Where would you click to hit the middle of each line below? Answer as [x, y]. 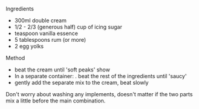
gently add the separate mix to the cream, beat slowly [81, 82]
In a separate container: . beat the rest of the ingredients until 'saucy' [100, 76]
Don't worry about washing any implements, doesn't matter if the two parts [99, 94]
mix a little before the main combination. [56, 101]
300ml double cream [41, 20]
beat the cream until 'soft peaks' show [62, 70]
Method [15, 58]
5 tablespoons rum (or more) [50, 40]
